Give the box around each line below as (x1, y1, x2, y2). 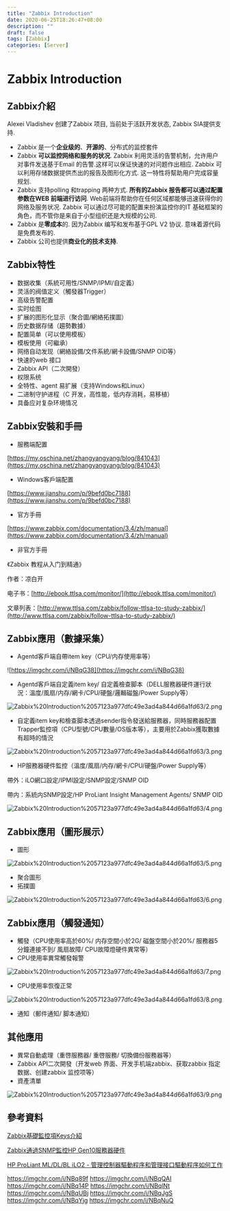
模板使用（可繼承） (16, 339, 72, 347)
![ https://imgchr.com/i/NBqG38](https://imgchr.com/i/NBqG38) (7, 666, 185, 674)
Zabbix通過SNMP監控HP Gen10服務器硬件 (7, 1146, 126, 1154)
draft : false (7, 29, 44, 36)
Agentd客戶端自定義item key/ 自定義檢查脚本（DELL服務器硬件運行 (16, 680, 206, 689)
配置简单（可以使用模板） (16, 330, 90, 338)
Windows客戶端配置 (16, 475, 74, 483)
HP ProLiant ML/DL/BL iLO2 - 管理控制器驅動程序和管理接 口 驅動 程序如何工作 (7, 1160, 223, 1169)
